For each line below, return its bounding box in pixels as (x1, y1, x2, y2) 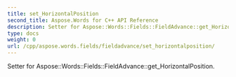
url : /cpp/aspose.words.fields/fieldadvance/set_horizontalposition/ (7, 43, 216, 50)
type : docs (7, 29, 39, 37)
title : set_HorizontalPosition (7, 10, 99, 17)
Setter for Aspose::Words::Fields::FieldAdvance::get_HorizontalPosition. (7, 62, 216, 70)
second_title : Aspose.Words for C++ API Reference (7, 17, 159, 24)
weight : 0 (7, 36, 37, 43)
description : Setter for (7, 23, 80, 30)
